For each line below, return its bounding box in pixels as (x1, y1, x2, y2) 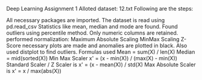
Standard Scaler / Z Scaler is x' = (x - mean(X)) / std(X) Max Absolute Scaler (6, 61, 196, 68)
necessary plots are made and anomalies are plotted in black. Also (22, 42, 188, 49)
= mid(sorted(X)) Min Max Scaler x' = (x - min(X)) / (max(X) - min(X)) (6, 55, 178, 61)
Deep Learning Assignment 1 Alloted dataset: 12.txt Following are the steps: (6, 5, 194, 12)
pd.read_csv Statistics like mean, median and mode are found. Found (6, 23, 178, 30)
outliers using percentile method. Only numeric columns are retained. (6, 29, 178, 36)
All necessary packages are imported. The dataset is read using (6, 17, 165, 23)
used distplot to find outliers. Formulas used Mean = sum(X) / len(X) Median (6, 48, 195, 56)
